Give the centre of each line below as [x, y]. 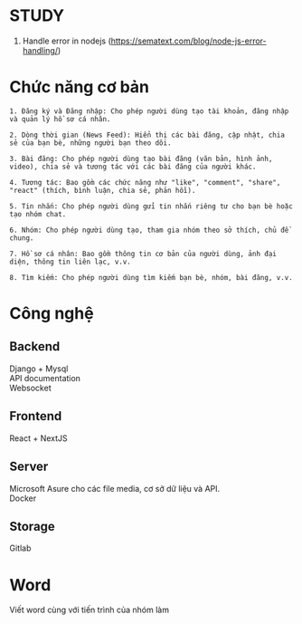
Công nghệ [52, 314]
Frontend [36, 416]
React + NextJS [38, 438]
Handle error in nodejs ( [66, 41]
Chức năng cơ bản [80, 87]
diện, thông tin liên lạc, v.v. [70, 262]
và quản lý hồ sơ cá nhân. [60, 119]
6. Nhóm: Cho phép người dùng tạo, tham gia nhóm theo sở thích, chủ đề [149, 230]
